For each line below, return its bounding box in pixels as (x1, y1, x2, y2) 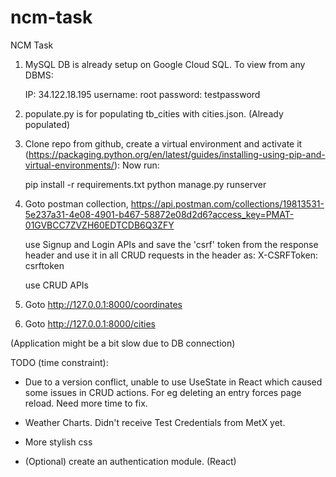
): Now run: (113, 159, 160, 171)
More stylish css (24, 436, 93, 448)
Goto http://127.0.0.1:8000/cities (24, 317, 156, 330)
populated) (24, 118, 71, 130)
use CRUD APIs (24, 279, 90, 291)
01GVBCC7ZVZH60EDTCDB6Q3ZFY (24, 219, 175, 231)
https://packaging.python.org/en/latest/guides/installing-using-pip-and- (28, 148, 326, 160)
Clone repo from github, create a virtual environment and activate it (24, 137, 303, 150)
